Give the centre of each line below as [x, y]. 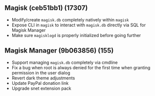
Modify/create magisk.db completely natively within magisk [70, 19]
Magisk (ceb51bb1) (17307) [46, 8]
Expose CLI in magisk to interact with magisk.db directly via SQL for [79, 25]
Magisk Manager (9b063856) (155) [59, 51]
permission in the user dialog [41, 73]
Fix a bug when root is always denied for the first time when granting [81, 67]
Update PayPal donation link [40, 83]
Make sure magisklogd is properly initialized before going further [76, 35]
